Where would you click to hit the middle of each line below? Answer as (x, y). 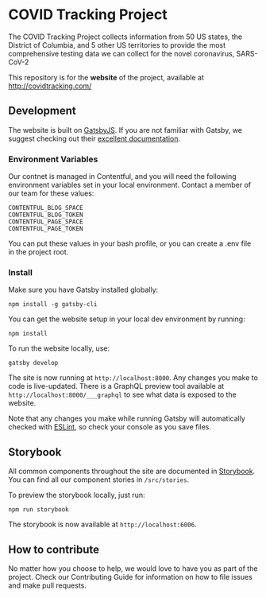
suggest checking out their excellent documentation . (94, 138)
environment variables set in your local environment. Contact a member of (130, 185)
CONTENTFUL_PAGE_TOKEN (46, 229)
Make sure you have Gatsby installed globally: (83, 290)
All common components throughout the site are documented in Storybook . (132, 472)
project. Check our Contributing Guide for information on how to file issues (130, 577)
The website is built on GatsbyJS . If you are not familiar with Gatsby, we (125, 130)
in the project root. (39, 252)
